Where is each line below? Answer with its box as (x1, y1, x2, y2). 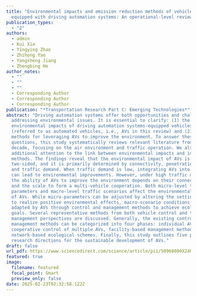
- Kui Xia (11, 42, 35, 47)
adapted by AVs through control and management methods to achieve (11, 205, 180, 211)
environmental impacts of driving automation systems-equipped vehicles (11, 123, 193, 129)
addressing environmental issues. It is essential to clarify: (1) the (11, 118, 191, 124)
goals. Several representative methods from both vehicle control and (11, 210, 188, 216)
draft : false (6, 243, 38, 249)
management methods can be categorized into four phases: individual (11, 221, 185, 227)
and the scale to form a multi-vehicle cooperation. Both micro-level (11, 183, 188, 189)
